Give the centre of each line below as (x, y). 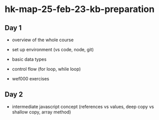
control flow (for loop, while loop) (46, 69)
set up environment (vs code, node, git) (53, 49)
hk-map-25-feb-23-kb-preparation (80, 9)
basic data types (29, 59)
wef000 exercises (31, 79)
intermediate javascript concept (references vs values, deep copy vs (83, 106)
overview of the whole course (43, 40)
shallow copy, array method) (41, 112)
